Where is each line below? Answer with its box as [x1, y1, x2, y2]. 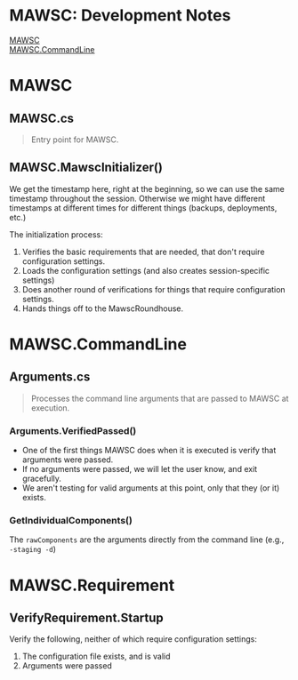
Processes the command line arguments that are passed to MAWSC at [30, 393, 289, 404]
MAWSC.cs [9, 110, 74, 125]
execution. [30, 402, 70, 413]
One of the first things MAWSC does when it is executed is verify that [21, 445, 277, 456]
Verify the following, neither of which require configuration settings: [9, 634, 258, 644]
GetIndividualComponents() [9, 514, 133, 526]
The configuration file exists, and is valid [21, 651, 171, 662]
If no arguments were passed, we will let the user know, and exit [21, 464, 258, 475]
